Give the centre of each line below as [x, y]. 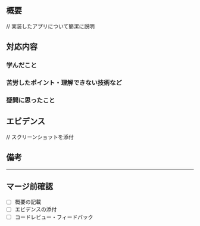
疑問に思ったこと [31, 100]
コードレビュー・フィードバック [54, 217]
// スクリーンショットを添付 [40, 137]
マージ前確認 [30, 186]
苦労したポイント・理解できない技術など [64, 83]
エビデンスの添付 [36, 209]
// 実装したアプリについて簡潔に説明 [51, 26]
